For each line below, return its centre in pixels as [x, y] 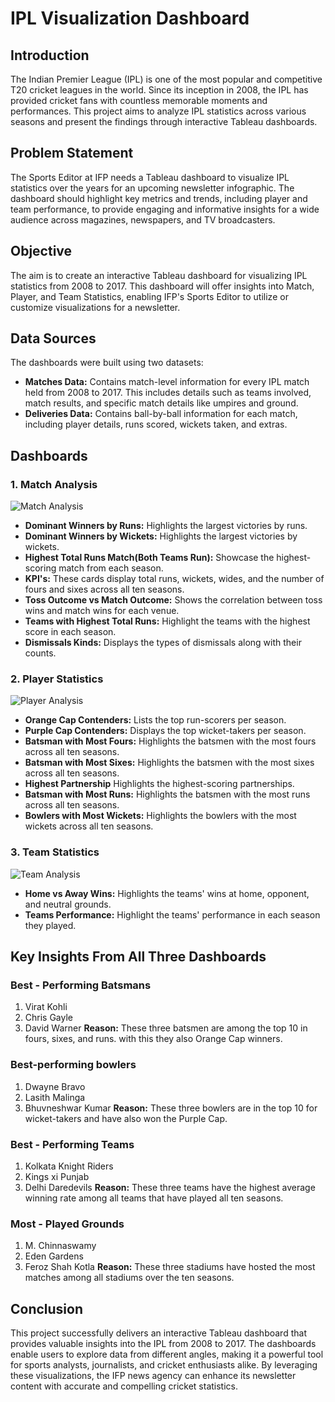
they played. [50, 925]
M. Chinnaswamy [60, 1246]
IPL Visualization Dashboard [130, 18]
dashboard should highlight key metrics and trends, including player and [159, 198]
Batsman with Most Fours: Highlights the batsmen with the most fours [170, 741]
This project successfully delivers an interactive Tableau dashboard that [158, 1333]
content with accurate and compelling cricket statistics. [124, 1386]
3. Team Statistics [55, 852]
